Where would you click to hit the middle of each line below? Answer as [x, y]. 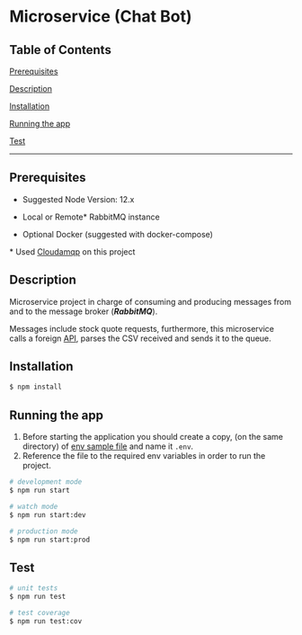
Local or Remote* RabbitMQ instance [91, 217]
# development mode [46, 482]
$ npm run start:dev [48, 514]
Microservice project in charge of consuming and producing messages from [151, 301]
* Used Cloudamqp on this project [72, 251]
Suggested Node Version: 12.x [78, 199]
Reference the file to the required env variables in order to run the [144, 456]
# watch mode [34, 506]
